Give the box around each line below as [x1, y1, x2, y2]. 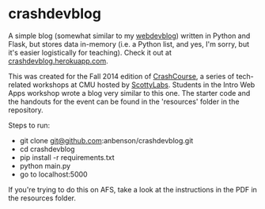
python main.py [19, 161, 71, 170]
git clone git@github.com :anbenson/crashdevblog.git [19, 135, 194, 145]
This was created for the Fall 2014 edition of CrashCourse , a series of [8, 71, 235, 81]
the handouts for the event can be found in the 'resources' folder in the [8, 97, 240, 106]
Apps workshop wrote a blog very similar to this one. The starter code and [8, 88, 251, 97]
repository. [8, 104, 44, 115]
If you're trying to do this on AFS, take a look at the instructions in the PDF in [8, 184, 257, 194]
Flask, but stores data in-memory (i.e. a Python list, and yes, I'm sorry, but [8, 39, 250, 48]
